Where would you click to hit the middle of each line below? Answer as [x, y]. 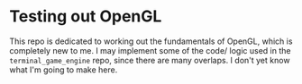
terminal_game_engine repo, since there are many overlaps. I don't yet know [150, 60]
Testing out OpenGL [86, 17]
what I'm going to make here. [64, 70]
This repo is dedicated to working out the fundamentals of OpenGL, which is [151, 41]
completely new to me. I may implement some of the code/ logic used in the [150, 50]
